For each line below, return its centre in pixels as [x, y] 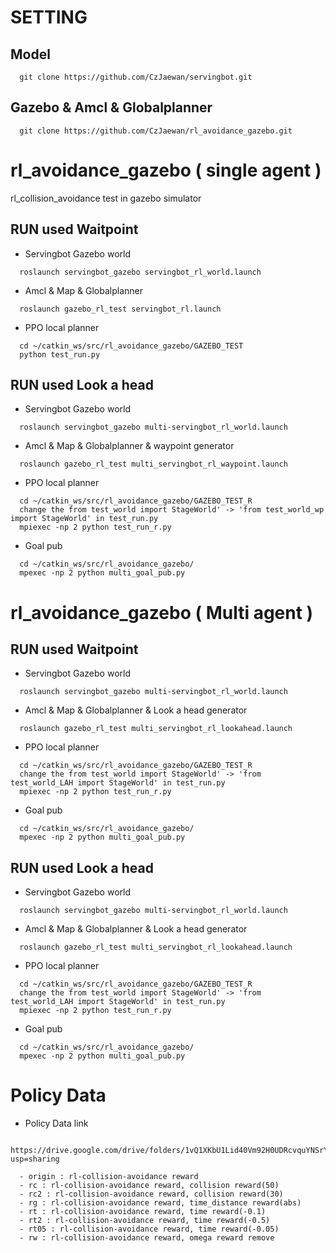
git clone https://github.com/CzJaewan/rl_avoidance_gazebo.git [156, 131]
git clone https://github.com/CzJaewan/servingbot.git [136, 77]
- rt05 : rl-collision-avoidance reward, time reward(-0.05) [149, 1229]
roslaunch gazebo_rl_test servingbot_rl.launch [120, 309]
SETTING [49, 17]
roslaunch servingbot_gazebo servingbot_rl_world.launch [140, 272]
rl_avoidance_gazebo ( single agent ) [166, 170]
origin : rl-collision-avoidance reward [113, 1177]
